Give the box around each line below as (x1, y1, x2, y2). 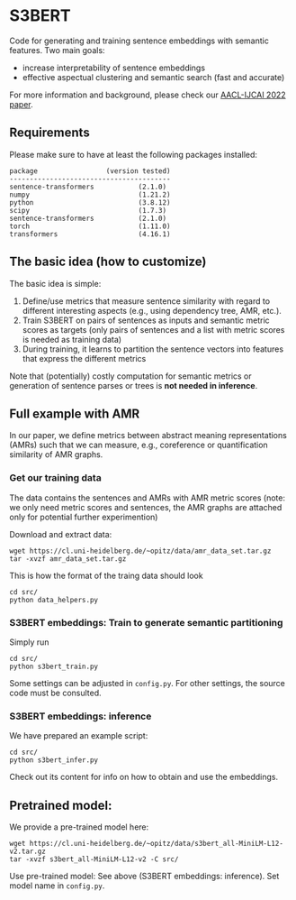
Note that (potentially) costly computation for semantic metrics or (9, 371, 252, 381)
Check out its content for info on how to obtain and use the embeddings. (9, 772, 279, 783)
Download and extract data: (9, 528, 112, 539)
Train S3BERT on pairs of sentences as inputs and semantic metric (22, 315, 270, 326)
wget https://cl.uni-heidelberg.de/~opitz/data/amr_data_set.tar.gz (9, 546, 272, 556)
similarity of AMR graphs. (9, 449, 103, 460)
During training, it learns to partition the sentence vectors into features (22, 344, 284, 354)
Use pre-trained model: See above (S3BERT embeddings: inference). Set (9, 871, 280, 882)
